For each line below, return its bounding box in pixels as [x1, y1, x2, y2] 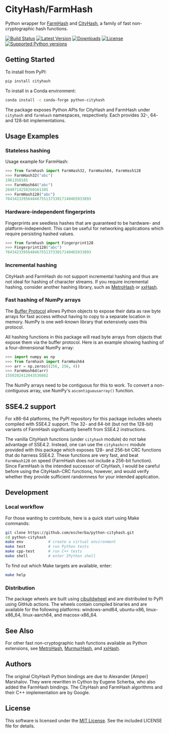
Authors [5, 660, 32, 668]
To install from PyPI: [5, 69, 47, 75]
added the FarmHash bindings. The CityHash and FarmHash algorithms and [5, 684, 163, 690]
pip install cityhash [5, 78, 51, 84]
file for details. [5, 723, 35, 729]
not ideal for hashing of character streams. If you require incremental [5, 279, 149, 285]
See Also [5, 626, 34, 635]
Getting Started [5, 56, 55, 64]
